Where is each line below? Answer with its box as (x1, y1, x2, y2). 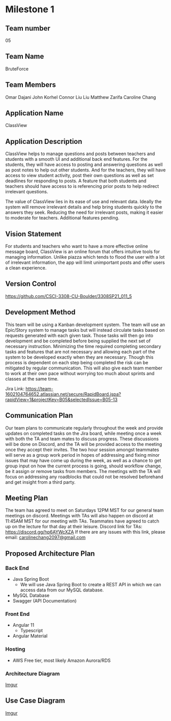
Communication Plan (5, 411, 73, 420)
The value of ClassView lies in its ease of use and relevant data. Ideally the (5, 198, 162, 205)
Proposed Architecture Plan (5, 549, 95, 558)
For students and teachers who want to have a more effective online (5, 243, 149, 250)
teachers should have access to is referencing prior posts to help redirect (5, 183, 159, 189)
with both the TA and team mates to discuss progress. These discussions (5, 435, 159, 442)
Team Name (5, 52, 44, 61)
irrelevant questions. (5, 189, 48, 195)
